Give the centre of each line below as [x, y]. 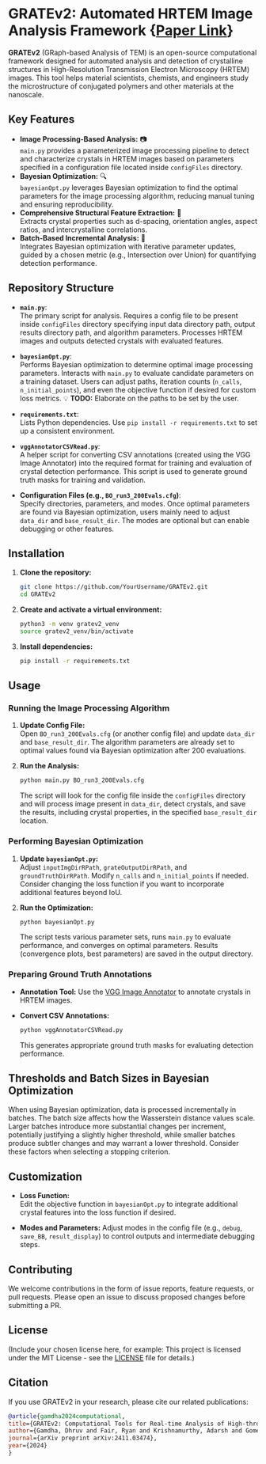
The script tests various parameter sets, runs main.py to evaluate [125, 937]
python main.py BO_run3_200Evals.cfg [82, 780]
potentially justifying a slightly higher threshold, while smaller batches [122, 1135]
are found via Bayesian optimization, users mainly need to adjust [125, 512]
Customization [46, 1176]
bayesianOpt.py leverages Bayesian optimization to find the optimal [129, 188]
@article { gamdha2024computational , [67, 1416]
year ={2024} [28, 1446]
